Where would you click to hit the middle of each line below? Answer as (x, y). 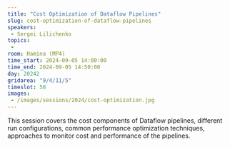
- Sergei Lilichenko (41, 34)
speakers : (22, 27)
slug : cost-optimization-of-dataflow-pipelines (80, 21)
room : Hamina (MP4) (36, 54)
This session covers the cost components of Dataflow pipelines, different (115, 121)
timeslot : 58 (27, 87)
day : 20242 (24, 73)
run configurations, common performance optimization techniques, (106, 128)
